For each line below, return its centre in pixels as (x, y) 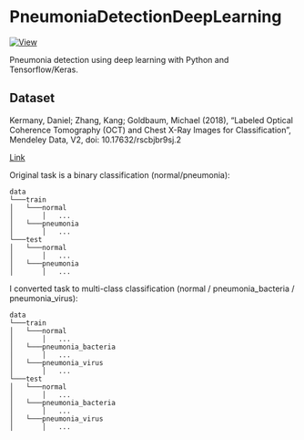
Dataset (32, 98)
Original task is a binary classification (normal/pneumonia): (120, 174)
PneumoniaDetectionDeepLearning (146, 17)
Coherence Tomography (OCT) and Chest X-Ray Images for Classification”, (150, 130)
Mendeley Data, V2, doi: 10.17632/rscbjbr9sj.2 (96, 140)
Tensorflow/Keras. (44, 69)
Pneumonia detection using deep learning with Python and (119, 59)
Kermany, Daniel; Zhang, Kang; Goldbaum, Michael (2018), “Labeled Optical (152, 120)
